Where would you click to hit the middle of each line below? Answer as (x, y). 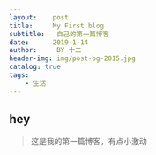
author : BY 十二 (45, 50)
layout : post (39, 17)
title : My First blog (56, 26)
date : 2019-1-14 (49, 42)
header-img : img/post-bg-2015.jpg (73, 58)
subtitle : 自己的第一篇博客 (59, 34)
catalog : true (35, 67)
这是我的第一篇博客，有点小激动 (89, 142)
